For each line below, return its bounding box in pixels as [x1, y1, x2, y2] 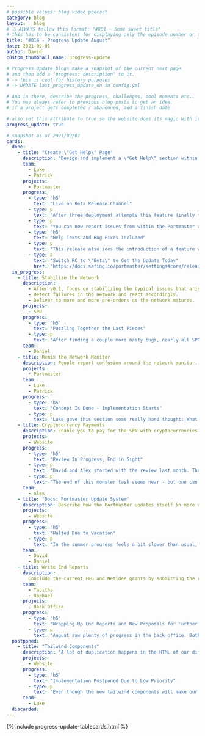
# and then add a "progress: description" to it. [6, 71, 135, 77]
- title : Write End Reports [17, 564, 88, 570]
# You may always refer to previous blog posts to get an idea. [6, 99, 173, 106]
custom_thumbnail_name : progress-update [6, 54, 111, 60]
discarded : [12, 706, 40, 712]
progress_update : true [6, 122, 64, 128]
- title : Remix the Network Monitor [17, 354, 111, 360]
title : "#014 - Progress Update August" [6, 37, 111, 43]
